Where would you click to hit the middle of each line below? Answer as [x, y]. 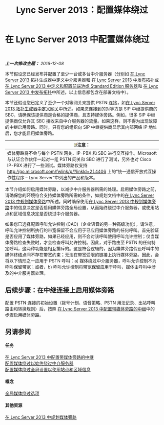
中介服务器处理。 [31, 273]
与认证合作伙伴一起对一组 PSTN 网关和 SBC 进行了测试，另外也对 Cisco [79, 159]
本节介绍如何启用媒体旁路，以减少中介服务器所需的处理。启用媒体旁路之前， [82, 189]
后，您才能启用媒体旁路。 [31, 133]
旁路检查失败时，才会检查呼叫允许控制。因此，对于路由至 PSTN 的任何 [80, 242]
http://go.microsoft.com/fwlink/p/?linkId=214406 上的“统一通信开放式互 [80, 171]
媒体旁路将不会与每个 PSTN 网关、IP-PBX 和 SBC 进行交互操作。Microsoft [82, 153]
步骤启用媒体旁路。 [24, 315]
